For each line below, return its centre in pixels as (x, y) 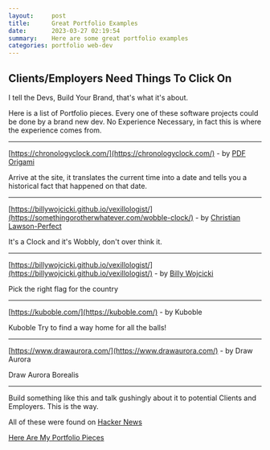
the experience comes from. (55, 130)
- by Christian (218, 217)
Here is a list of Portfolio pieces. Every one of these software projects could (133, 112)
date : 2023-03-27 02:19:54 (64, 31)
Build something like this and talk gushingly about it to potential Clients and (133, 398)
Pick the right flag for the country (63, 288)
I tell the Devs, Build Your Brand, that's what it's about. (98, 97)
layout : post (37, 16)
